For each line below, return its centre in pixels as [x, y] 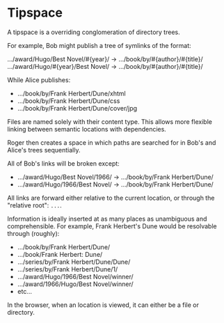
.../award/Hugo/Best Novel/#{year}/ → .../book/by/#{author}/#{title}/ [105, 59]
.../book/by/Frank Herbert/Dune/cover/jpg [77, 108]
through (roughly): [33, 233]
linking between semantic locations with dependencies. [87, 129]
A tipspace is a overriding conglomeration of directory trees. [94, 32]
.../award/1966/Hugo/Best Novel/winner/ [75, 284]
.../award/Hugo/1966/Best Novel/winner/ [75, 276]
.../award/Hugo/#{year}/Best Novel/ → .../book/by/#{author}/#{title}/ [105, 66]
